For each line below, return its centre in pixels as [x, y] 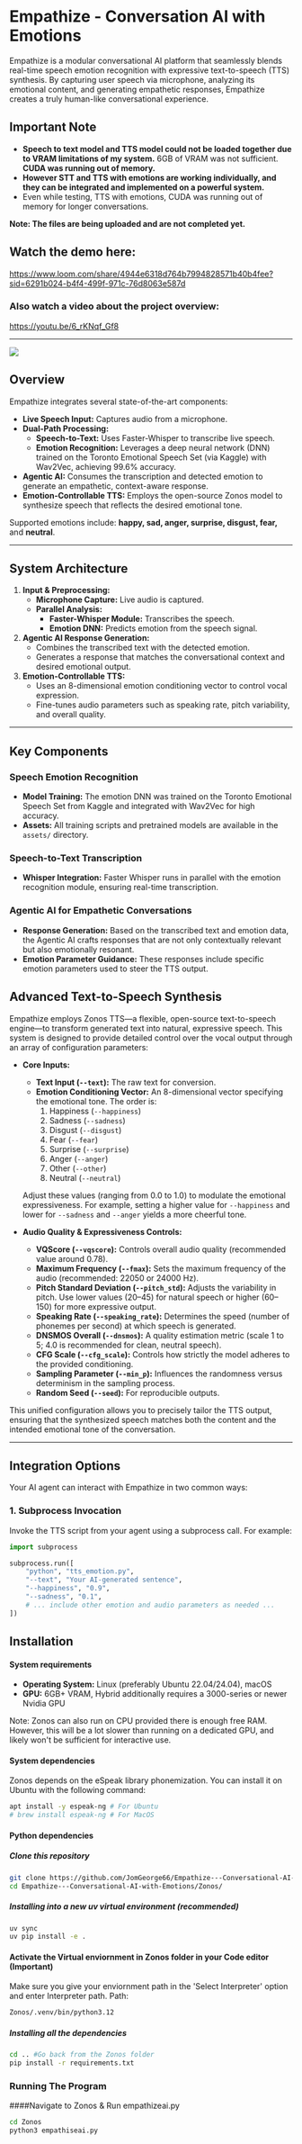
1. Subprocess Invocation [66, 1511]
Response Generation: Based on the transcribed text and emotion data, [155, 930]
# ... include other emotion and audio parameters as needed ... [151, 1605]
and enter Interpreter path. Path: [69, 1996]
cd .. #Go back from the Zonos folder [82, 2055]
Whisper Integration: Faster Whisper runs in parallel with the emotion [151, 878]
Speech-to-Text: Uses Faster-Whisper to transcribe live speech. [155, 437]
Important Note [53, 127]
